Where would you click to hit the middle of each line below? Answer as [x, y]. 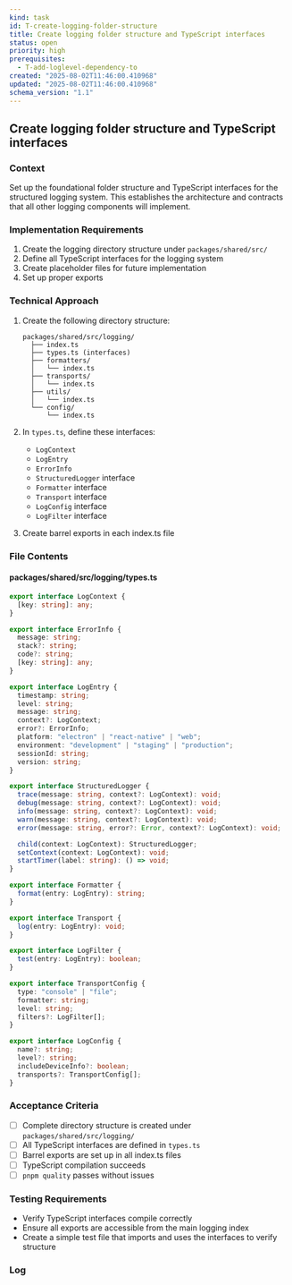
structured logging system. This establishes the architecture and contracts [146, 197]
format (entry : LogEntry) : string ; [81, 894]
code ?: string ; [46, 654]
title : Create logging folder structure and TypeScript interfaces [138, 34]
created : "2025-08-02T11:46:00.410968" [83, 76]
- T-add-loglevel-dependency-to [78, 68]
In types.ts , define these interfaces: [89, 431]
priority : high [38, 51]
